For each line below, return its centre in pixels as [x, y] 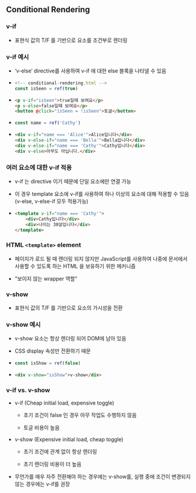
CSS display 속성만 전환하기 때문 [53, 351]
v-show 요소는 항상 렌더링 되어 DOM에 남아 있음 [70, 338]
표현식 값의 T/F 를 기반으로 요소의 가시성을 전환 [69, 308]
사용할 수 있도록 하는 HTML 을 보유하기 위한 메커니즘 [75, 266]
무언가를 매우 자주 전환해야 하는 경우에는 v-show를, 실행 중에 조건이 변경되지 [102, 476]
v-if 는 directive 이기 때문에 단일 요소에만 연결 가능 [73, 182]
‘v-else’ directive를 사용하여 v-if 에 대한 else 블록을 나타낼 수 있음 [90, 71]
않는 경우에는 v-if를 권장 [42, 484]
